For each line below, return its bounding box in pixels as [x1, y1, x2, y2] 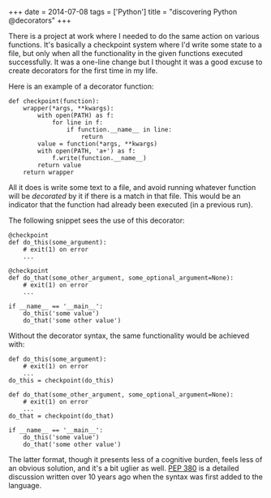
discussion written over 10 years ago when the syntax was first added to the [8, 472, 264, 482]
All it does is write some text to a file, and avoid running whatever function [8, 183, 256, 192]
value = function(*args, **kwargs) [37, 140, 158, 148]
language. [8, 481, 42, 490]
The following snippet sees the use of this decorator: [8, 215, 185, 225]
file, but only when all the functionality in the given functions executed [8, 49, 243, 58]
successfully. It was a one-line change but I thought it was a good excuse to [8, 57, 263, 67]
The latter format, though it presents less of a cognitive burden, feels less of [8, 455, 263, 464]
